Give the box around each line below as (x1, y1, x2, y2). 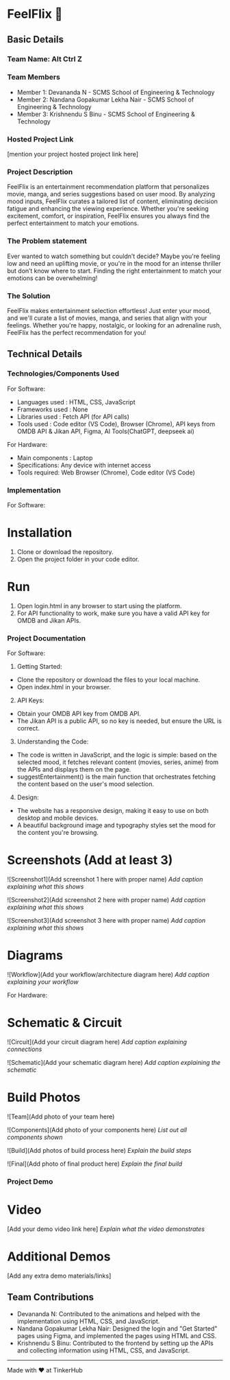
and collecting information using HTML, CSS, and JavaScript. (16, 1346, 190, 1355)
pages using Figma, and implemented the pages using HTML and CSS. (16, 1331, 217, 1339)
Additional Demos (7, 1249, 111, 1264)
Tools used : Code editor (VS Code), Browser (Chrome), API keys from (16, 419, 216, 428)
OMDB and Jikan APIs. (16, 616, 81, 624)
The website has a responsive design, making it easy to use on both (16, 807, 209, 815)
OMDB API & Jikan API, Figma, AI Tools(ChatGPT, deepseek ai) (16, 427, 195, 435)
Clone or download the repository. (16, 547, 114, 555)
